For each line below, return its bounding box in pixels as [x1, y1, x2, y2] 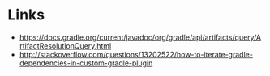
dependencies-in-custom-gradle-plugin [19, 58, 153, 68]
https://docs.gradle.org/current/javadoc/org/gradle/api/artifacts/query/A [19, 32, 262, 42]
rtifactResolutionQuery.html [19, 40, 112, 50]
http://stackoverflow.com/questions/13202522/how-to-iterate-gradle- [19, 49, 253, 59]
